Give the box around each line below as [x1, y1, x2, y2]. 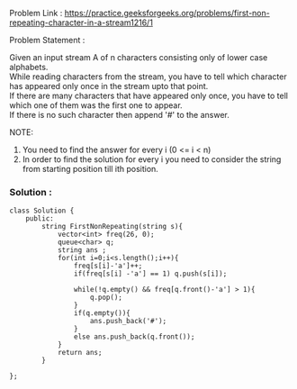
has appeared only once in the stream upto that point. [9, 81, 209, 91]
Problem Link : [9, 8, 63, 18]
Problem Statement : [9, 35, 85, 45]
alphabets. [9, 62, 49, 72]
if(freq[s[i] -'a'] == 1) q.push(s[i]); [73, 269, 228, 278]
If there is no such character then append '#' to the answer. [9, 110, 229, 120]
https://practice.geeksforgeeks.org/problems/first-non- [64, 8, 270, 18]
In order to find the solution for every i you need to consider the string [22, 154, 282, 165]
